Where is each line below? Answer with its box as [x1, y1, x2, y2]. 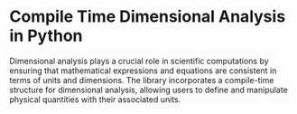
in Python [9, 25, 83, 46]
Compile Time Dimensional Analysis [9, 6, 286, 27]
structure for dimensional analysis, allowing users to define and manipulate [9, 84, 289, 95]
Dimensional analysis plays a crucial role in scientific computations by [9, 55, 269, 66]
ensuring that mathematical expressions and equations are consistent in [9, 65, 277, 76]
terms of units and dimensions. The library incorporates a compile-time [9, 74, 274, 85]
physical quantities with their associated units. [9, 93, 181, 105]
